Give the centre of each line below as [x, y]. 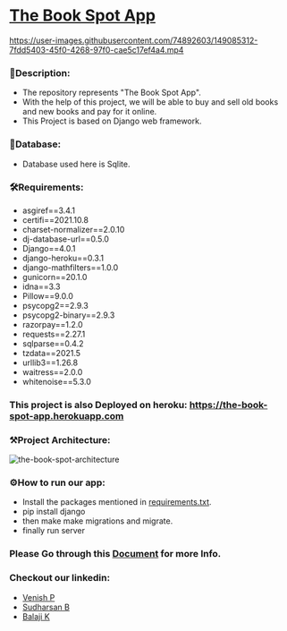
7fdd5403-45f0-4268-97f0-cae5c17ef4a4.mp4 [97, 49]
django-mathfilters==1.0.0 [70, 267]
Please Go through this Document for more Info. [115, 554]
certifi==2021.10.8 [55, 219]
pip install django [54, 512]
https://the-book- [228, 405]
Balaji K [36, 616]
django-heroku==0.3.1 [63, 258]
